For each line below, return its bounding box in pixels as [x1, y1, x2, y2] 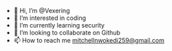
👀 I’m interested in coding [13, 14, 87, 22]
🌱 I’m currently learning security [13, 21, 105, 29]
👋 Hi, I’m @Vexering [13, 7, 70, 14]
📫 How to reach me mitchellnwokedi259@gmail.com [13, 37, 165, 44]
